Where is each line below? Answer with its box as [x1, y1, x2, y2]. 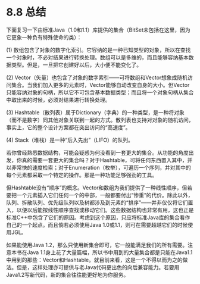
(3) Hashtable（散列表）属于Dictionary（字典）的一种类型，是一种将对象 [6, 108, 185, 116]
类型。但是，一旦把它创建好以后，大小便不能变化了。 [11, 61, 142, 68]
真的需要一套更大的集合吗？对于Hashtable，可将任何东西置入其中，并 [21, 156, 193, 164]
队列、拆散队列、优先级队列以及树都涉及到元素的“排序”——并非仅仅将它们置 [6, 199, 193, 206]
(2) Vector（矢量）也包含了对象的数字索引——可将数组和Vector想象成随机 [6, 74, 188, 81]
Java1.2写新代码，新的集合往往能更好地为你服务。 [6, 271, 129, 278]
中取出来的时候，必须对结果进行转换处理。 [6, 96, 111, 103]
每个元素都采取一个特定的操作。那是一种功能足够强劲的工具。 [6, 171, 158, 179]
